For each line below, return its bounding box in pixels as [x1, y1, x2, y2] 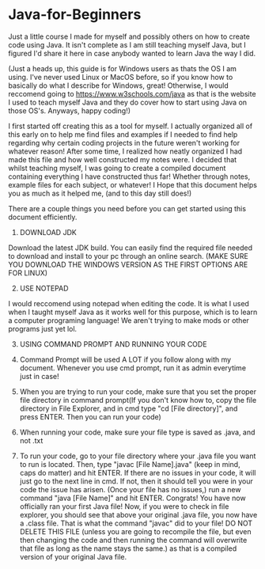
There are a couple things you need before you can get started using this [8, 203, 247, 213]
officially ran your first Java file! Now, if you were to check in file [19, 501, 229, 511]
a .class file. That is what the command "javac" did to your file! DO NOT [19, 518, 253, 528]
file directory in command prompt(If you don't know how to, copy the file [19, 395, 257, 404]
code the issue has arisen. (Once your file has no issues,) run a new [19, 484, 241, 494]
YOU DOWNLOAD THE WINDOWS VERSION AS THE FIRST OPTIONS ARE [8, 260, 248, 269]
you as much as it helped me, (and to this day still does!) [8, 188, 192, 198]
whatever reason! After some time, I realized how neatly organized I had [8, 146, 243, 156]
